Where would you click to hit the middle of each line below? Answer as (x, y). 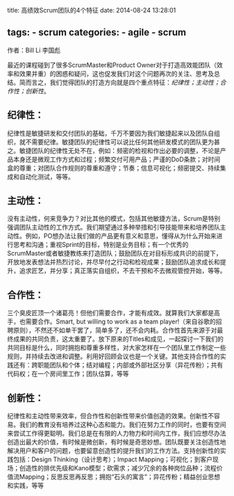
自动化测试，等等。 (47, 177)
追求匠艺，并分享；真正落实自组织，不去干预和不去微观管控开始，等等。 (123, 271)
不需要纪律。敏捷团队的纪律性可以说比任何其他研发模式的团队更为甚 (123, 142)
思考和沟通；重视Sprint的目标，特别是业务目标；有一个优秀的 (101, 245)
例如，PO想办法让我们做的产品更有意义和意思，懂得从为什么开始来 (121, 236)
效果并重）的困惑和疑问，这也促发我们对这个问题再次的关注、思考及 (116, 73)
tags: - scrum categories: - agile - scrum (97, 32)
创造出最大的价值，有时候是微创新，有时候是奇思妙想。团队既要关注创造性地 (117, 442)
